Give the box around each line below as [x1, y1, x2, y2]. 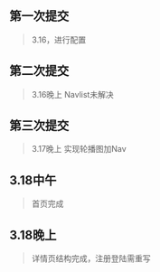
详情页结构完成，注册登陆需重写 [31, 253, 151, 264]
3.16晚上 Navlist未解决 [31, 89, 115, 99]
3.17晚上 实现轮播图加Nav [31, 144, 127, 155]
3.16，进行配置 [31, 34, 87, 45]
